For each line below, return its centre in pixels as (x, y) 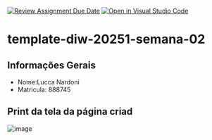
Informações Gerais (52, 65)
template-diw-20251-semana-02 (106, 39)
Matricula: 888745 (44, 89)
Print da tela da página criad (70, 112)
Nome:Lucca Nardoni (48, 82)
